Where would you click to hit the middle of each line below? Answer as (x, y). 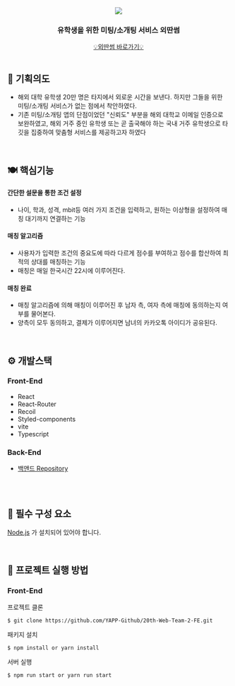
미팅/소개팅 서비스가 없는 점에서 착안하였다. (77, 106)
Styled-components (47, 419)
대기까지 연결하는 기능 (55, 219)
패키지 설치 (23, 635)
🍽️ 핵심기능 (31, 170)
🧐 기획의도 (29, 79)
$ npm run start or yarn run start (60, 675)
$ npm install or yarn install (53, 648)
